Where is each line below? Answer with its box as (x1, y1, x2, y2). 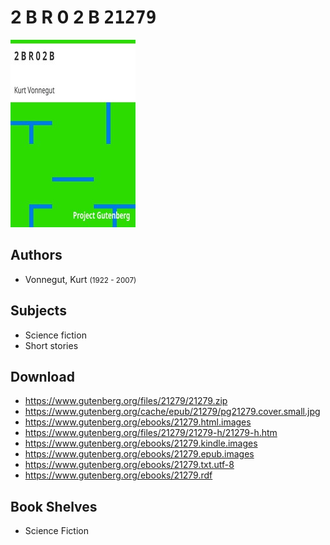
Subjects (10, 302, 67, 320)
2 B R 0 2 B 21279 (10, 6, 157, 29)
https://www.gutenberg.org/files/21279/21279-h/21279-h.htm (24, 427, 278, 439)
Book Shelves (10, 498, 98, 515)
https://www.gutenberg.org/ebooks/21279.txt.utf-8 (24, 459, 235, 471)
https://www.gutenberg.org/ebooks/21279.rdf (24, 469, 213, 481)
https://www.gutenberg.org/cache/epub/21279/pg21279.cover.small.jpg (24, 406, 321, 418)
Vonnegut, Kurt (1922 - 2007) (24, 273, 137, 285)
